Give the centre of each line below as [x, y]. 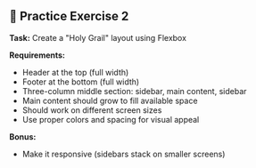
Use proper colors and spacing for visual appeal [111, 119]
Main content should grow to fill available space [110, 100]
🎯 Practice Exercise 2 [69, 16]
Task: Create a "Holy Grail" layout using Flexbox [98, 37]
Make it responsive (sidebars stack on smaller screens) [124, 154]
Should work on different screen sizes [92, 110]
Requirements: [37, 55]
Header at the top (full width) [75, 72]
